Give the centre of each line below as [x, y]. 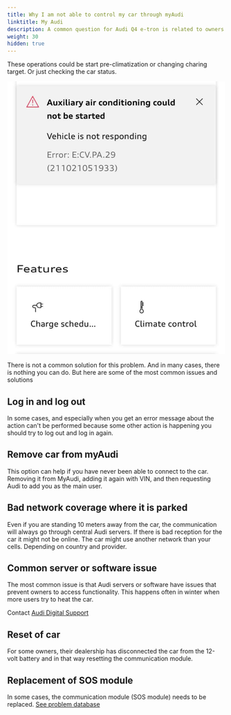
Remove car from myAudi [63, 455]
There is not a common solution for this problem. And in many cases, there [113, 365]
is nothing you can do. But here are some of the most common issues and [112, 373]
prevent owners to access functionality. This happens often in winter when [113, 592]
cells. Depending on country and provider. [67, 546]
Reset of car [34, 634]
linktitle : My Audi [35, 22]
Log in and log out [46, 401]
